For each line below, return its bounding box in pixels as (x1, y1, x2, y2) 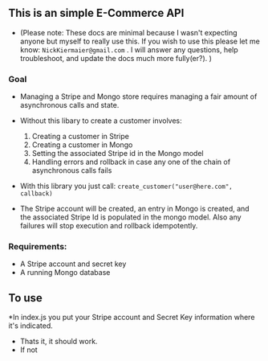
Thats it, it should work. (19, 337, 98, 347)
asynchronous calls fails (31, 166, 112, 175)
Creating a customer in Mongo (31, 140, 133, 150)
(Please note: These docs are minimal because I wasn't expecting (19, 27, 238, 37)
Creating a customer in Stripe (31, 132, 130, 142)
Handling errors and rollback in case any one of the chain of (31, 157, 231, 167)
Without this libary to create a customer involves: (19, 116, 182, 125)
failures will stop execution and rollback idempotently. (19, 221, 198, 231)
